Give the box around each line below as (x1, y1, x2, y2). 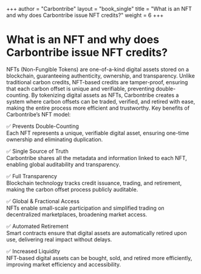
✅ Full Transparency (6, 172, 58, 179)
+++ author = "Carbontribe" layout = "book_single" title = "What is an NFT (6, 5, 192, 12)
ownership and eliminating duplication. (6, 136, 103, 143)
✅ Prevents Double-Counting (6, 122, 79, 130)
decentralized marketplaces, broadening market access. (6, 210, 148, 218)
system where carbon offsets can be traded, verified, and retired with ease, (6, 98, 196, 105)
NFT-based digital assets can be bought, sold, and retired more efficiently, (6, 254, 192, 261)
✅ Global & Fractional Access (6, 197, 80, 205)
